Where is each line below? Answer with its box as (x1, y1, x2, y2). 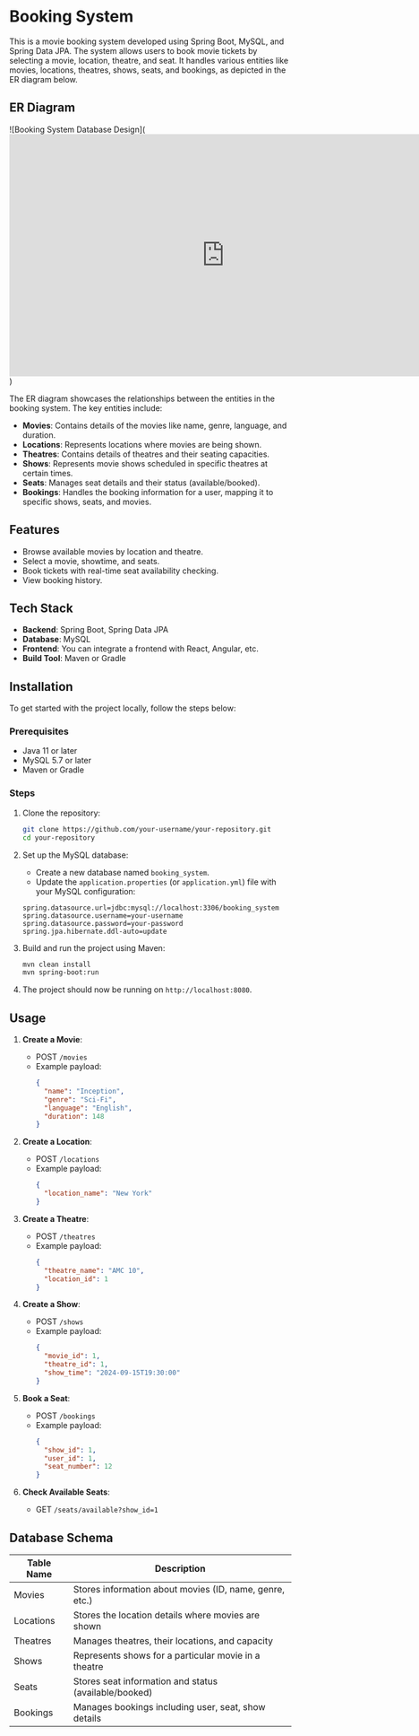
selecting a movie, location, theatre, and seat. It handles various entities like (9, 55, 289, 65)
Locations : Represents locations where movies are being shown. (21, 439, 262, 449)
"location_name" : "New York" (43, 1189, 153, 1199)
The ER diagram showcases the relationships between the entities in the (9, 393, 276, 404)
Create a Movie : (21, 1034, 83, 1045)
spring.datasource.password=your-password (21, 919, 184, 928)
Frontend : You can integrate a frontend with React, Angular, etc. (21, 643, 260, 654)
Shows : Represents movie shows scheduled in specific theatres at (21, 458, 269, 468)
